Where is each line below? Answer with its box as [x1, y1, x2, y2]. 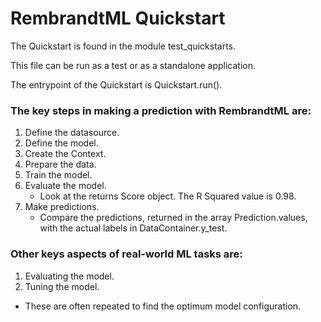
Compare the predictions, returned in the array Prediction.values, [39, 212, 308, 224]
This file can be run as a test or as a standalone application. [10, 59, 257, 71]
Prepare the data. [24, 158, 97, 171]
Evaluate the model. [24, 180, 107, 192]
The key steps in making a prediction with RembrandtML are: [10, 103, 312, 117]
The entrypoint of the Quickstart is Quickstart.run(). [10, 78, 223, 91]
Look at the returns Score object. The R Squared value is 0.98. [39, 190, 297, 202]
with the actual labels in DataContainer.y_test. [39, 222, 228, 234]
